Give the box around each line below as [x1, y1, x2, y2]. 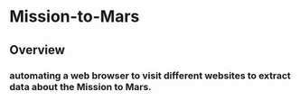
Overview [9, 42, 66, 58]
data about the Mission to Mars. [9, 80, 152, 93]
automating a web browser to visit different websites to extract [9, 69, 291, 82]
